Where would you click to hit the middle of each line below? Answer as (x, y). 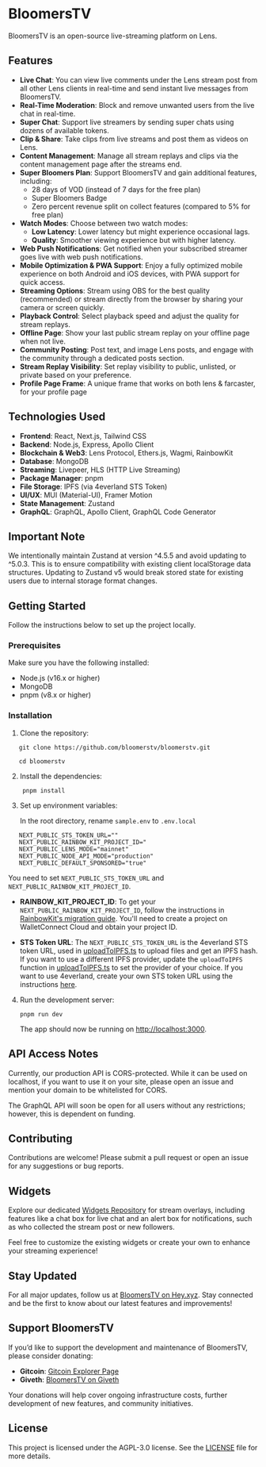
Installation (30, 716)
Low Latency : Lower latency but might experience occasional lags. (141, 232)
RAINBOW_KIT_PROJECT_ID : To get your (87, 901)
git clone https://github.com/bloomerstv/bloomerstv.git (115, 747)
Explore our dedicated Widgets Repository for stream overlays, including (127, 1210)
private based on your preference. (76, 374)
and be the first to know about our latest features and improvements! (120, 1304)
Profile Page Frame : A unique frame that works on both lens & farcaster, (137, 383)
